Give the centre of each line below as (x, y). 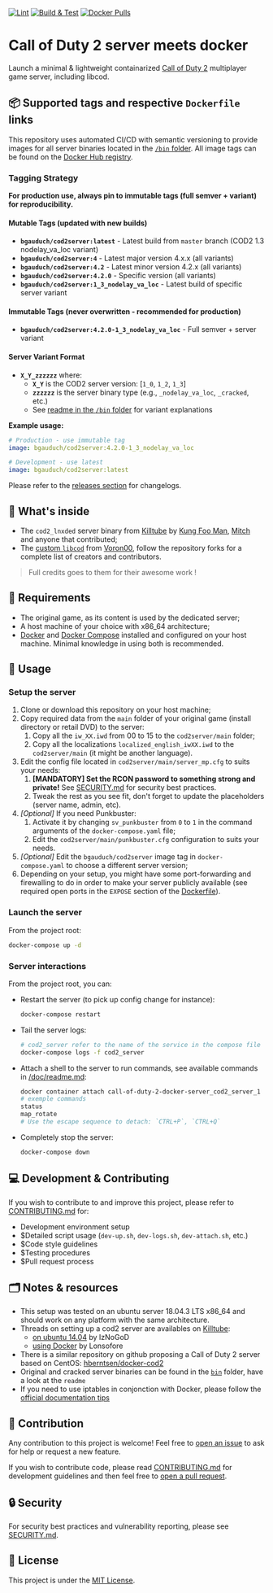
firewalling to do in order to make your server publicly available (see (134, 883)
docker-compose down (55, 1152)
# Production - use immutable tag (67, 440)
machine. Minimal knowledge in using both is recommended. (122, 644)
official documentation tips (65, 1398)
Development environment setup (75, 1226)
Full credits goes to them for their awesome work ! (113, 572)
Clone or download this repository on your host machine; (115, 710)
